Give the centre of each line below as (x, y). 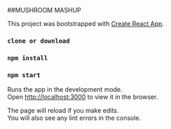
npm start (24, 75)
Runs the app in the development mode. (65, 90)
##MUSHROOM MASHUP (45, 10)
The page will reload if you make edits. (63, 111)
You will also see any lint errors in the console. (74, 118)
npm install (28, 58)
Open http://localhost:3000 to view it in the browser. (83, 97)
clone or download (39, 41)
